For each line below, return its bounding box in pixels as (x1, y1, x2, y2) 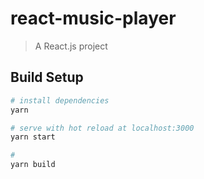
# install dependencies (10, 95, 110, 106)
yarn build (10, 160, 56, 170)
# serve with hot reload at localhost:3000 (10, 123, 195, 133)
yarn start (10, 132, 56, 142)
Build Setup (10, 69, 84, 86)
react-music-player (10, 7, 177, 30)
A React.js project (34, 40, 108, 52)
